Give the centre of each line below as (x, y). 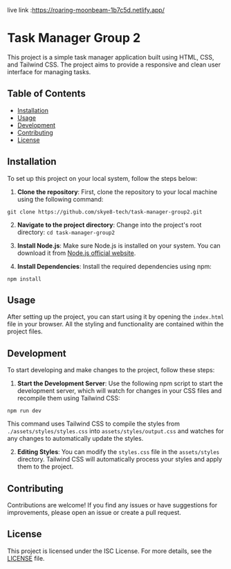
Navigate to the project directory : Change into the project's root (109, 225)
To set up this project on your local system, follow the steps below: (102, 178)
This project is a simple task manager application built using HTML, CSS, (111, 57)
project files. (25, 331)
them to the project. (45, 466)
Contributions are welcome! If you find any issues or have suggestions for (112, 505)
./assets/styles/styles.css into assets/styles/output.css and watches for (115, 431)
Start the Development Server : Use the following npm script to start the (120, 383)
